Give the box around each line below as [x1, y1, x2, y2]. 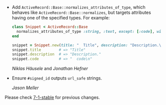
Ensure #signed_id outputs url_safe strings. [11, 75, 102, 81]
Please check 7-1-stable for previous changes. [4, 95, 100, 101]
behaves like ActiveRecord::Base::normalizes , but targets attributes [11, 9, 151, 15]
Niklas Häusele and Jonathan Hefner [11, 66, 88, 72]
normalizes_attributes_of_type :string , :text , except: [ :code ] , [16, 29, 155, 34]
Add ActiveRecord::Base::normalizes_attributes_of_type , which [11, 4, 146, 10]
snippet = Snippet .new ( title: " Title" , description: [11, 42, 128, 48]
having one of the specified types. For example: [11, 15, 110, 20]
